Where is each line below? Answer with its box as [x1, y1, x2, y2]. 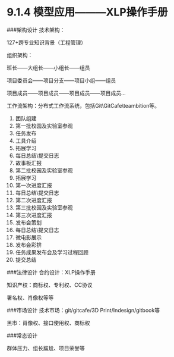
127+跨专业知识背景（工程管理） [7, 39, 87, 46]
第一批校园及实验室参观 [15, 122, 73, 129]
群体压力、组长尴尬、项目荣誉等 [7, 345, 85, 352]
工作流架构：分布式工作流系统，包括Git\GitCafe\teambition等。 [7, 102, 160, 109]
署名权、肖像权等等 [7, 294, 54, 301]
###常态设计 [7, 331, 38, 339]
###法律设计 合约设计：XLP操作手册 [7, 268, 96, 275]
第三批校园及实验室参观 [15, 203, 73, 211]
